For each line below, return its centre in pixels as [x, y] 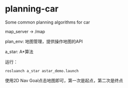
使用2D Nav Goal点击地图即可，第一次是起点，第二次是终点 [64, 80]
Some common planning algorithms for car [48, 22]
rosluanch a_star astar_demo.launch [42, 71]
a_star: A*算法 [19, 51]
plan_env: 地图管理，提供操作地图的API [44, 41]
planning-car [32, 9]
